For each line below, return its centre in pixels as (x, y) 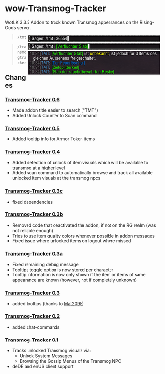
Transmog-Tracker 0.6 (33, 100)
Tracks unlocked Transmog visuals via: (52, 351)
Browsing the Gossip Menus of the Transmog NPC (70, 361)
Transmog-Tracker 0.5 (33, 128)
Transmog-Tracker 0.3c (34, 191)
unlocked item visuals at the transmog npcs (56, 178)
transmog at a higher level (39, 168)
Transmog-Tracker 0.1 (32, 340)
